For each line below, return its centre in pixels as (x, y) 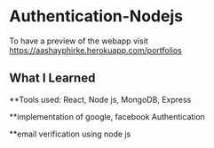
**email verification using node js (70, 134)
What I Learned (52, 78)
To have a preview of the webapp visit (79, 41)
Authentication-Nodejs (96, 16)
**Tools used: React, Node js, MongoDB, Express (100, 99)
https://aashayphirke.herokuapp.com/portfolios (95, 50)
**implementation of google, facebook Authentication (107, 116)
